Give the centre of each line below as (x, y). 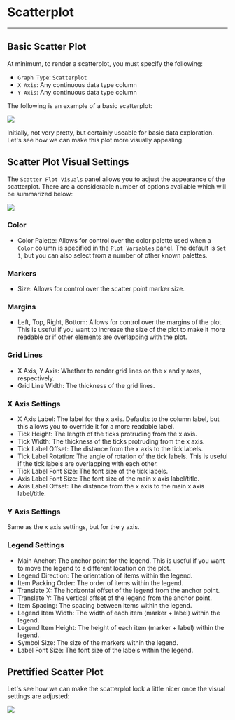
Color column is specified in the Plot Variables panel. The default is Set (122, 248)
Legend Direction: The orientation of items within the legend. (105, 575)
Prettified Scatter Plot (55, 672)
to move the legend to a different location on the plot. (94, 568)
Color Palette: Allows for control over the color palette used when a (114, 240)
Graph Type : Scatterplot (52, 77)
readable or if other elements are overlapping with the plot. (102, 337)
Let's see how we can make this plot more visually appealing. (95, 140)
